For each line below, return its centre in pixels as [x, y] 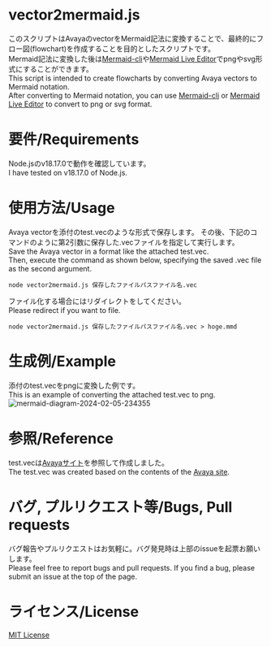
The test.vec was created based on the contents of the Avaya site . [119, 471]
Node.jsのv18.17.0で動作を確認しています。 [80, 163]
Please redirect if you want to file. [65, 310]
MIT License [29, 635]
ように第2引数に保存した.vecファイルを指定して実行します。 [138, 242]
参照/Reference [61, 439]
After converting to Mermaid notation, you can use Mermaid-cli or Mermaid [134, 95]
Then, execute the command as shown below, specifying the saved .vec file [135, 260]
